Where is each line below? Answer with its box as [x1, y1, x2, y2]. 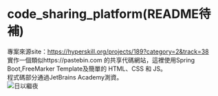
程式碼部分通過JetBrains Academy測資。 [7, 73, 123, 81]
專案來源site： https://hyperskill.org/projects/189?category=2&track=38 [7, 47, 209, 56]
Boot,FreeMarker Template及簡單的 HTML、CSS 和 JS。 [7, 64, 167, 73]
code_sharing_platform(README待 [7, 6, 211, 22]
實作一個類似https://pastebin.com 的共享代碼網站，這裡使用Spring [7, 56, 195, 64]
